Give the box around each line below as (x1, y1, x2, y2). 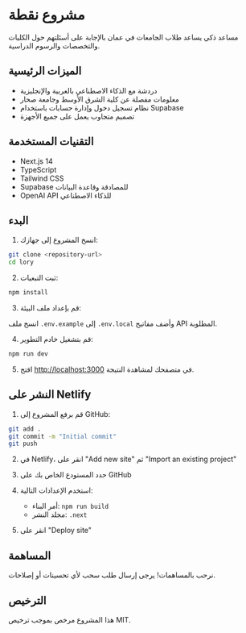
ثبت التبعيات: (19, 273, 59, 283)
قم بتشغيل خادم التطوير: (19, 335, 94, 344)
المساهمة (8, 548, 51, 562)
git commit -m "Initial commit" (8, 432, 117, 440)
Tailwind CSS (19, 173, 64, 183)
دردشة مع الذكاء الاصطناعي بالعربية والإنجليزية (19, 85, 158, 95)
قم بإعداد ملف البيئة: (19, 303, 82, 312)
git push (8, 439, 38, 448)
